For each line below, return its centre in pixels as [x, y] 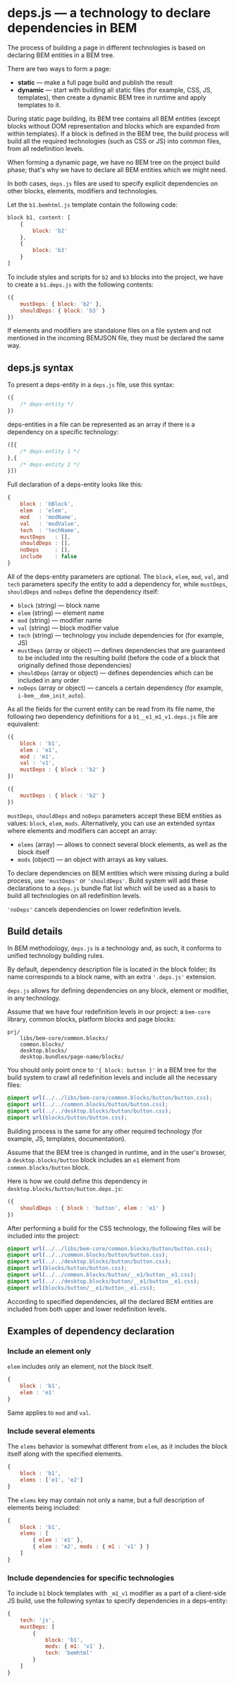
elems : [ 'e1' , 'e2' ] [51, 1480]
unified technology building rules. [56, 956]
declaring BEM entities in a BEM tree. [61, 55]
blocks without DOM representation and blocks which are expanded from [114, 126]
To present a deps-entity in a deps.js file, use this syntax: [91, 385]
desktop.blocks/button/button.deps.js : [65, 1188]
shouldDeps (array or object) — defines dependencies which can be [115, 673]
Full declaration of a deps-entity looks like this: [75, 484]
